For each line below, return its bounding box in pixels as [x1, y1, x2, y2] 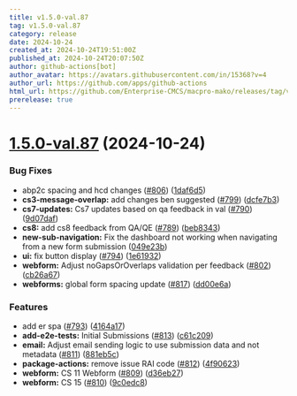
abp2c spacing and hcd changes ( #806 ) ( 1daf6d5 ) [21, 185, 206, 195]
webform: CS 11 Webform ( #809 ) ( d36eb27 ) [21, 368, 184, 378]
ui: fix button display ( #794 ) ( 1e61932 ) [21, 250, 162, 261]
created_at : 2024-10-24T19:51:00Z [9, 46, 137, 55]
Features [9, 301, 49, 313]
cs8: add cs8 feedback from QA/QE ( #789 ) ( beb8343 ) [21, 222, 221, 232]
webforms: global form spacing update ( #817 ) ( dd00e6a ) [21, 278, 232, 289]
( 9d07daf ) [21, 213, 59, 224]
